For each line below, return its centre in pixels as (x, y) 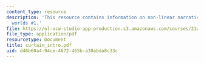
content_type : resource (36, 12)
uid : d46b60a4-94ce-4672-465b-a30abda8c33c (62, 51)
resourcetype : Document (36, 40)
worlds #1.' (27, 23)
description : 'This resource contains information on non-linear (90, 17)
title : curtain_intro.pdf (39, 46)
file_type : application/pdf (42, 34)
